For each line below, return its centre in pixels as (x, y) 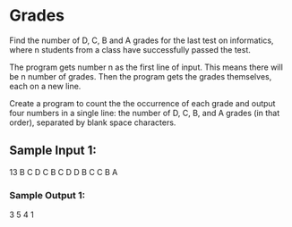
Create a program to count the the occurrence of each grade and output (142, 103)
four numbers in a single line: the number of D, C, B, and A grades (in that (145, 113)
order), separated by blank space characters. (93, 122)
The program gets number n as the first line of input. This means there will (146, 67)
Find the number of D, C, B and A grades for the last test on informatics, (142, 40)
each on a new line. (45, 86)
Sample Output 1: (47, 195)
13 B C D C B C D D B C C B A (64, 172)
